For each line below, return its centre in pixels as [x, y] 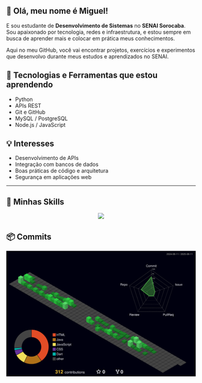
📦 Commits [29, 237]
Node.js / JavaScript [40, 124]
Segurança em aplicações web [53, 177]
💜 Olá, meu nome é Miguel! [57, 11]
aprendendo [29, 85]
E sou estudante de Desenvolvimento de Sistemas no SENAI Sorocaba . [96, 25]
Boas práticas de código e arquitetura [62, 171]
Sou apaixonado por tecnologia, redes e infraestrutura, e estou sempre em [99, 32]
